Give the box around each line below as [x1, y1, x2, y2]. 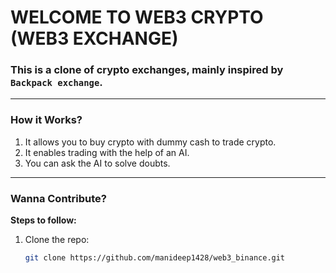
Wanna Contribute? [10, 191, 107, 205]
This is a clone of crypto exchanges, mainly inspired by [10, 63, 284, 77]
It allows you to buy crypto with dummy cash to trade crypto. [24, 136, 277, 148]
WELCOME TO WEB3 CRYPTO [10, 6, 264, 29]
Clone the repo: [24, 234, 90, 246]
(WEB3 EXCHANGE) [10, 27, 179, 50]
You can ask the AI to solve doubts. [24, 157, 171, 169]
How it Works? [10, 113, 83, 127]
